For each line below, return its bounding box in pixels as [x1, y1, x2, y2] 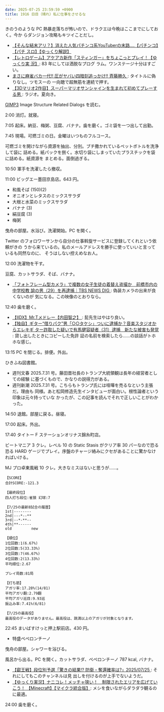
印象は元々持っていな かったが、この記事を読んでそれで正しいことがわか [12, 394, 159, 400]
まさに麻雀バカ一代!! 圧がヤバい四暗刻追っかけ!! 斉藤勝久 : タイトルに [12, 73, 152, 79]
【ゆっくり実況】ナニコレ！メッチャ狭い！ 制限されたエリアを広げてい [12, 679, 158, 685]
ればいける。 [5, 454, 31, 460]
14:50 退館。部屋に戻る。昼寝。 [5, 411, 69, 417]
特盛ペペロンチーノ [12, 635, 51, 641]
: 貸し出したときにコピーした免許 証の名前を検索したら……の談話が [12, 333, 147, 338]
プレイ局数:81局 [5, 571, 34, 576]
